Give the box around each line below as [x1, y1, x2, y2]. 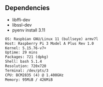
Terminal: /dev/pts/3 [5, 68, 49, 73]
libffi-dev [12, 17, 30, 22]
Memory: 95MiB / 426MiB [5, 77, 53, 82]
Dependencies [5, 4, 50, 12]
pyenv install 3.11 [12, 27, 45, 33]
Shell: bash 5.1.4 [5, 59, 42, 64]
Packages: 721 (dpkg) [5, 54, 49, 60]
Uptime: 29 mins [5, 50, 38, 55]
